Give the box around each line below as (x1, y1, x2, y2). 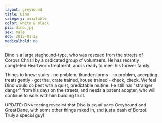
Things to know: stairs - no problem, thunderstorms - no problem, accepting (5, 71, 158, 78)
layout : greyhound (5, 7, 42, 12)
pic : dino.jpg (5, 25, 34, 30)
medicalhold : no (5, 39, 38, 44)
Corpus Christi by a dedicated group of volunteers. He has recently (5, 57, 139, 63)
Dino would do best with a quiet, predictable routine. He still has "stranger (5, 82, 153, 88)
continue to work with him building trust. (5, 92, 86, 98)
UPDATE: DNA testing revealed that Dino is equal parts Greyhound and (5, 102, 146, 107)
